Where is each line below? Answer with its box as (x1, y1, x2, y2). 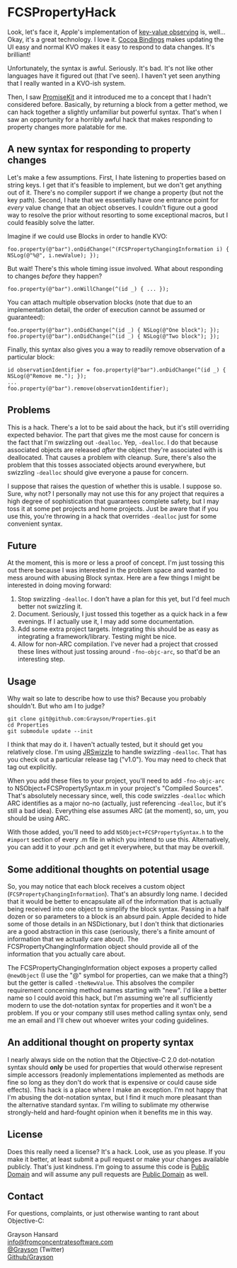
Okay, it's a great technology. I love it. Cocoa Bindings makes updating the (7, 35, 224, 43)
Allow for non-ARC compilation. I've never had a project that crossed (17, 640, 218, 648)
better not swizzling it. (17, 602, 83, 611)
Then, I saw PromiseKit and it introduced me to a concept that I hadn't (7, 93, 212, 101)
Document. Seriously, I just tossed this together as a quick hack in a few (17, 610, 228, 618)
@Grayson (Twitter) (7, 1245, 65, 1254)
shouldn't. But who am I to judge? (7, 702, 105, 710)
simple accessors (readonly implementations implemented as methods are (7, 1070, 225, 1079)
